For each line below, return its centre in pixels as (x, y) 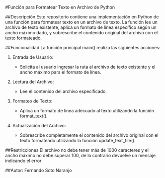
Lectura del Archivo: (33, 82)
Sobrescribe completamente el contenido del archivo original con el (89, 135)
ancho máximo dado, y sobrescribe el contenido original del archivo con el (82, 33)
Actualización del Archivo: (39, 126)
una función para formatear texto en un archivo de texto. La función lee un (81, 22)
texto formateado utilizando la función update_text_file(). (78, 140)
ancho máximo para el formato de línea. (60, 72)
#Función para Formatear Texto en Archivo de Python (60, 7)
